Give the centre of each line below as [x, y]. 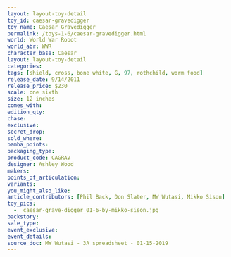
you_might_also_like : [39, 191]
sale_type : [23, 223]
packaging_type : [31, 151]
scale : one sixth [33, 92]
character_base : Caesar [42, 54]
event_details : [30, 237]
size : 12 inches [31, 99]
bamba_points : [28, 145]
